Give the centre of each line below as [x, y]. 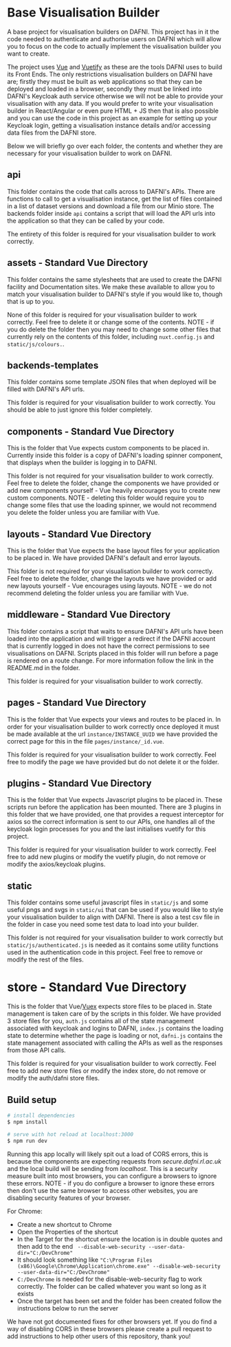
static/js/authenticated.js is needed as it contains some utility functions [113, 945]
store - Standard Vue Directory [97, 987]
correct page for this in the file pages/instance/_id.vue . [86, 741]
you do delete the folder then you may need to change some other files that [114, 329]
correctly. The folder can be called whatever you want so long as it [112, 1286]
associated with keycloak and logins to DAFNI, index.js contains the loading [115, 1028]
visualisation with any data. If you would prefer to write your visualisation [110, 103]
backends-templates [53, 365]
